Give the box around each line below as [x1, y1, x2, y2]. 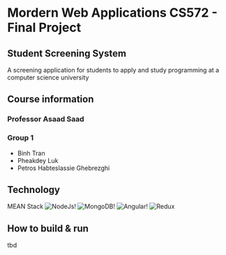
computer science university [7, 73, 89, 82]
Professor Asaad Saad [7, 114, 85, 124]
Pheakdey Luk [17, 156, 59, 164]
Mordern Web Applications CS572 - [7, 5, 218, 21]
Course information [7, 93, 94, 105]
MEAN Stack [7, 202, 44, 210]
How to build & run [7, 222, 89, 234]
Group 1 [7, 133, 33, 143]
